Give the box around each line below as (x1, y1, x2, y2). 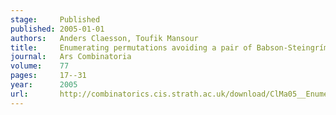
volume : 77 (10, 61, 70, 71)
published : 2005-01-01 (10, 24, 105, 34)
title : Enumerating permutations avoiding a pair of (10, 42, 253, 53)
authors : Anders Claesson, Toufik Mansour (10, 33, 199, 43)
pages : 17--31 (10, 71, 87, 81)
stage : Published (10, 14, 101, 25)
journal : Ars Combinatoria (10, 52, 132, 62)
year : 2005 (10, 80, 78, 90)
